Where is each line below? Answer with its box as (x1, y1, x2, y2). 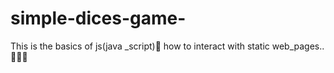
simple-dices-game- (10, 7, 187, 30)
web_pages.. (271, 40, 325, 52)
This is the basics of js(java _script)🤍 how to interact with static (10, 40, 270, 52)
